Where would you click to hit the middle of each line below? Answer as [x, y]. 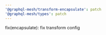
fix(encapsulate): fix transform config [42, 27]
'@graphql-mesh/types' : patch [36, 14]
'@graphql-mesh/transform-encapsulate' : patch [53, 9]
